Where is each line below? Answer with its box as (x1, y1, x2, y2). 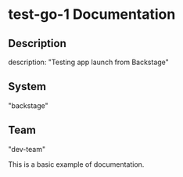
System (8, 80, 47, 93)
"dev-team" (8, 144, 45, 154)
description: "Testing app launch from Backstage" (8, 57, 170, 67)
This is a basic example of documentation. (8, 159, 145, 169)
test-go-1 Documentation (8, 5, 176, 23)
